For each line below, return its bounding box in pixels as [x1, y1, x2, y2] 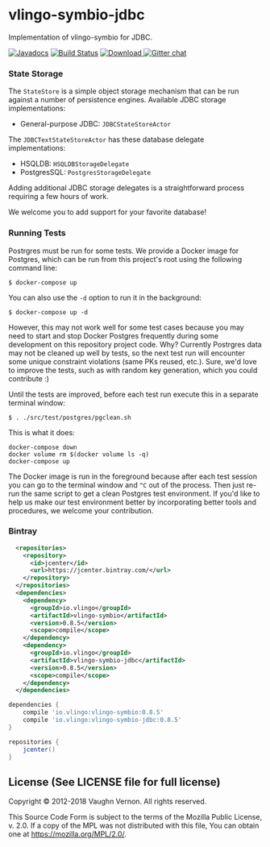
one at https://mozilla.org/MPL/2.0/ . [8, 829, 127, 839]
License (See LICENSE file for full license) [8, 775, 221, 789]
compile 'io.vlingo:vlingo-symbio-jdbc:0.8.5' [23, 716, 182, 725]
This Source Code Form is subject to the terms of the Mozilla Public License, [8, 812, 263, 822]
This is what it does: [8, 427, 75, 437]
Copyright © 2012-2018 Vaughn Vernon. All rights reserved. [8, 796, 207, 807]
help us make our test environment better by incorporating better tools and [8, 497, 256, 507]
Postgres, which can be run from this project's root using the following [8, 254, 243, 264]
